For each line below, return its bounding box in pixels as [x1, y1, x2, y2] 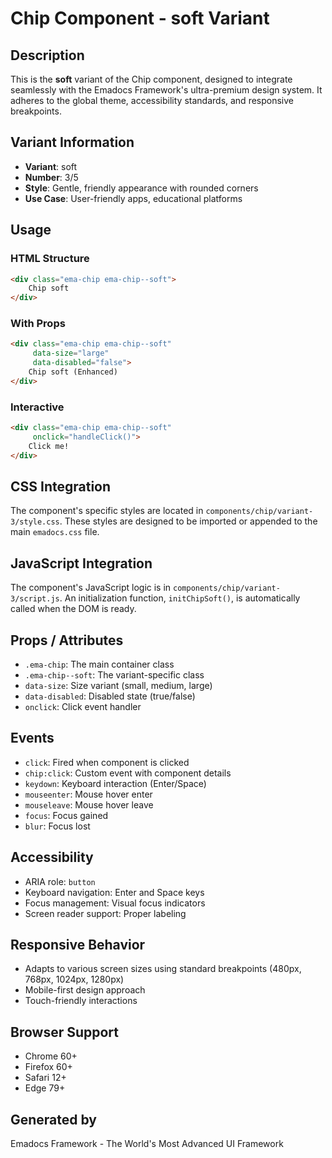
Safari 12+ [24, 1072, 67, 1084]
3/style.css [10, 517, 60, 527]
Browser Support [10, 1023, 120, 1041]
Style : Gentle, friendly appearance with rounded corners [24, 182, 259, 194]
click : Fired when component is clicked [24, 756, 190, 768]
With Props [10, 317, 66, 331]
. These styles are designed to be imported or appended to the [59, 515, 318, 527]
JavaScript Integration [10, 555, 153, 572]
